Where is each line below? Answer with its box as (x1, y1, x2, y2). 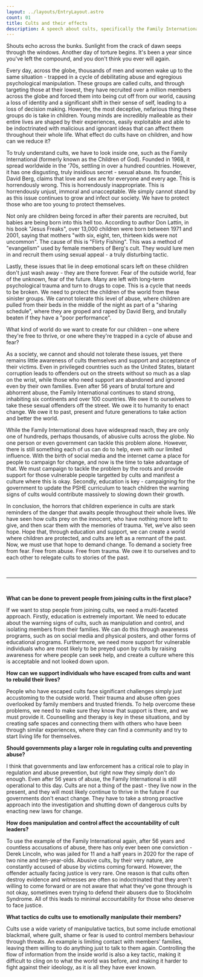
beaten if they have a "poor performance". (6, 314, 112, 321)
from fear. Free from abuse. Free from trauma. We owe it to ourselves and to (6, 547, 196, 555)
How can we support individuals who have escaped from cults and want (6, 670, 191, 677)
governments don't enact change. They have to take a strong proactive (6, 795, 183, 802)
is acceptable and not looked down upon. (6, 658, 109, 665)
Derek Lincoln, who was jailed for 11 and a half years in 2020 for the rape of (6, 851, 195, 858)
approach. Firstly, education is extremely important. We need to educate (6, 613, 186, 620)
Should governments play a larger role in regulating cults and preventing (6, 745, 192, 752)
